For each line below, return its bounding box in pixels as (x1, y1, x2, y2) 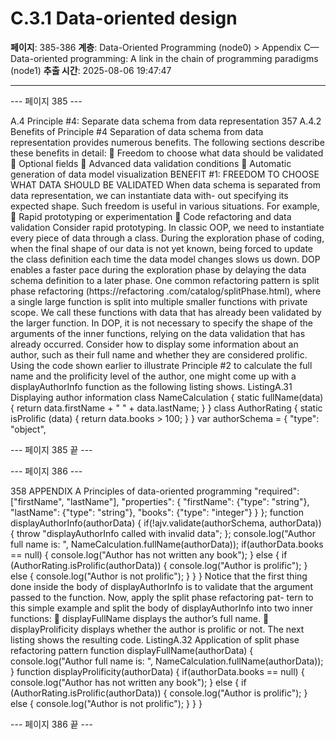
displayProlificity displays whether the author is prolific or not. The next (10, 623, 305, 635)
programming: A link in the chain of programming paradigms (69, 52, 319, 64)
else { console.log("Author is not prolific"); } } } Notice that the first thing (10, 570, 308, 582)
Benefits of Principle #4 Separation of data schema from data (10, 125, 264, 137)
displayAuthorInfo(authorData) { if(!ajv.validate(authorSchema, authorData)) (10, 517, 322, 529)
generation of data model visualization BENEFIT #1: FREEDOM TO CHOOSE (10, 168, 320, 180)
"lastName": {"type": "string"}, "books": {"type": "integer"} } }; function (10, 506, 305, 518)
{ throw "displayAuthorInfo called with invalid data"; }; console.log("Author (10, 527, 317, 539)
